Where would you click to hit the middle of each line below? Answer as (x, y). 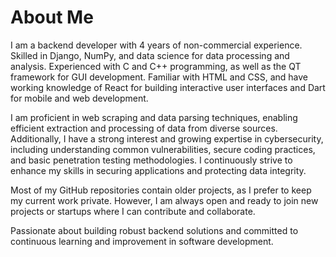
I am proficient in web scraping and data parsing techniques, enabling (154, 117)
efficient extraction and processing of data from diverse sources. (144, 128)
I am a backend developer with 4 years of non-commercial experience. (156, 45)
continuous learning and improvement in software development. (142, 241)
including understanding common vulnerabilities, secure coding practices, (163, 149)
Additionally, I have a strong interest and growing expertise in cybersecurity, (167, 138)
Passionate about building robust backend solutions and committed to (154, 230)
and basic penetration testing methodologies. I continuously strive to (151, 160)
